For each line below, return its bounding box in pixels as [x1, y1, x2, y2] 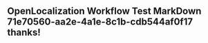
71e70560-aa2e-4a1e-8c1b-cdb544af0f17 [7, 16, 193, 28]
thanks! [7, 27, 41, 38]
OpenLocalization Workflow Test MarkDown [7, 5, 202, 17]
